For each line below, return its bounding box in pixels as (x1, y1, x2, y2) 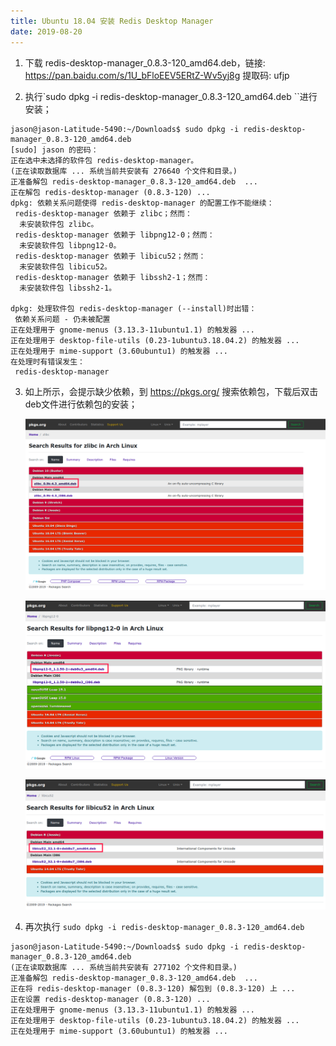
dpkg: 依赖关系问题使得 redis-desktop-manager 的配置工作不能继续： (10, 198, 275, 208)
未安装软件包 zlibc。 (19, 219, 99, 229)
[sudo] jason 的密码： (10, 145, 99, 155)
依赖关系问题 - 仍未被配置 (14, 314, 111, 324)
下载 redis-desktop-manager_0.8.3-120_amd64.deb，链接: (24, 56, 266, 69)
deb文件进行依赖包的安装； (24, 398, 138, 410)
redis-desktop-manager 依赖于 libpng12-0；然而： (14, 230, 215, 240)
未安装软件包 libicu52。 (19, 261, 112, 272)
